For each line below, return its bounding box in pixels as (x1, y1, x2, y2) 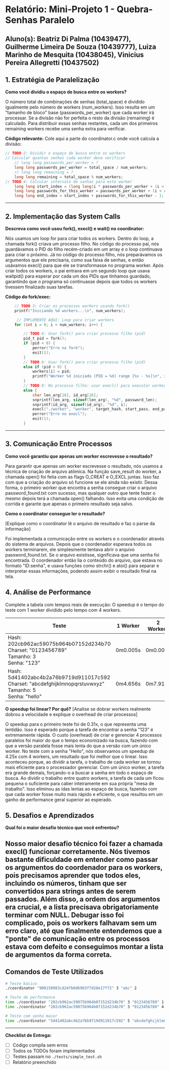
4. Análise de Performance (5, 588, 91, 597)
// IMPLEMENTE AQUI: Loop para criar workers (16, 317, 114, 323)
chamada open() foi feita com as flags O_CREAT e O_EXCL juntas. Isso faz (5, 473, 159, 480)
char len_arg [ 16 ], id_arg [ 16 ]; (32, 392, 99, 398)
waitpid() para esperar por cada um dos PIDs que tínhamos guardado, (5, 273, 151, 279)
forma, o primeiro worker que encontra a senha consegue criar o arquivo (5, 485, 157, 491)
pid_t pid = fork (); (23, 336, 67, 341)
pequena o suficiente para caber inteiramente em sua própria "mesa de (5, 780, 154, 786)
